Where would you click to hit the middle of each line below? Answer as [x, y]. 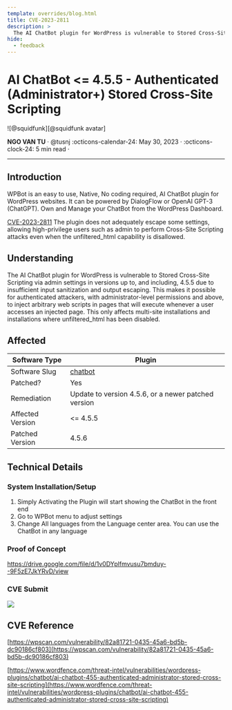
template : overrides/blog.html [52, 13]
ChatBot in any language [52, 531]
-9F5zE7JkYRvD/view [38, 571]
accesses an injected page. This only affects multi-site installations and [109, 311]
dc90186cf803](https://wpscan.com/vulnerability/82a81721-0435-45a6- [110, 649]
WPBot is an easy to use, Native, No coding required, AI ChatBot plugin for [113, 193]
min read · [55, 148]
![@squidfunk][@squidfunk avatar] [56, 128]
